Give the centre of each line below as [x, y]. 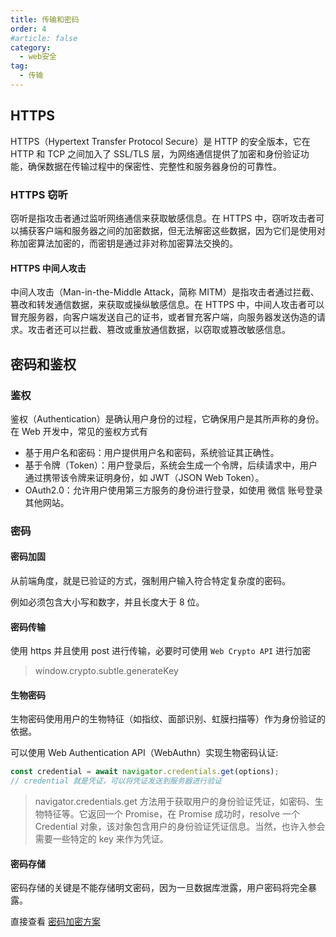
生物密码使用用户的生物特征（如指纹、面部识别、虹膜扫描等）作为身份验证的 [168, 719]
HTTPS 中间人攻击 [48, 268]
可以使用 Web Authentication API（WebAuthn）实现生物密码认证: [144, 753]
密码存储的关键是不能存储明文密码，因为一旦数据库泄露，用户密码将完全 [159, 888]
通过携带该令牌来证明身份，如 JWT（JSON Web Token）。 [144, 477]
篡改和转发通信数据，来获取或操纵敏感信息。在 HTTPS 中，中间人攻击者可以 [167, 305]
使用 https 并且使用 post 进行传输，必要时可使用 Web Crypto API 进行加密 [161, 651]
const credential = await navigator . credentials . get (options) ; [145, 772]
